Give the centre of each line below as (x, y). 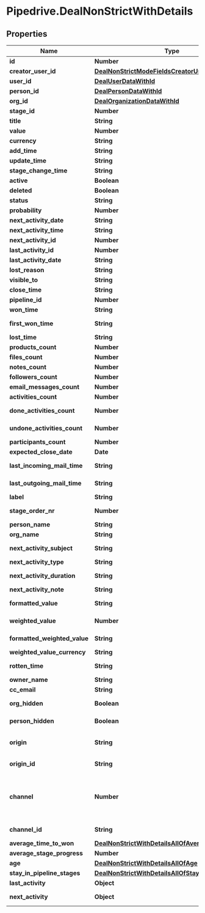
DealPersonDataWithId (128, 91)
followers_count (34, 377)
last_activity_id (31, 250)
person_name (30, 524)
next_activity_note (37, 590)
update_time (28, 161)
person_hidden (32, 721)
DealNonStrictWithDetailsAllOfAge (146, 863)
